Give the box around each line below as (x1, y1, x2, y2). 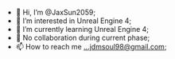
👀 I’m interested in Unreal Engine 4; (15, 16, 132, 26)
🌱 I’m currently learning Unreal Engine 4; (15, 25, 150, 33)
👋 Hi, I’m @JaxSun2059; (15, 8, 96, 17)
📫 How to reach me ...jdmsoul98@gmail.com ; (15, 42, 167, 51)
